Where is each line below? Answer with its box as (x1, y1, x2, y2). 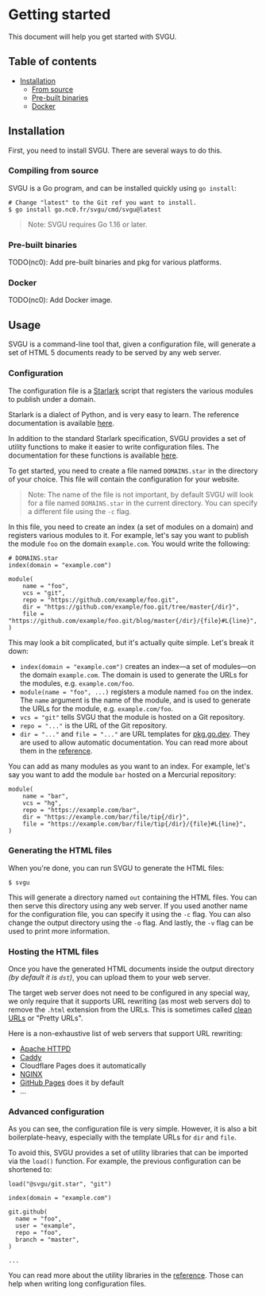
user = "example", (15, 1222, 77, 1230)
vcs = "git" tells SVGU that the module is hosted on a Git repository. (19, 712, 245, 722)
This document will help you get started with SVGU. (8, 32, 177, 41)
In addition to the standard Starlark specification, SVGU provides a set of (8, 433, 246, 443)
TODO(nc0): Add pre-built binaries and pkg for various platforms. (8, 257, 222, 267)
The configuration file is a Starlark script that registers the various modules (8, 385, 254, 395)
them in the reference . (19, 745, 93, 756)
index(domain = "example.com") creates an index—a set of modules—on (19, 661, 256, 671)
